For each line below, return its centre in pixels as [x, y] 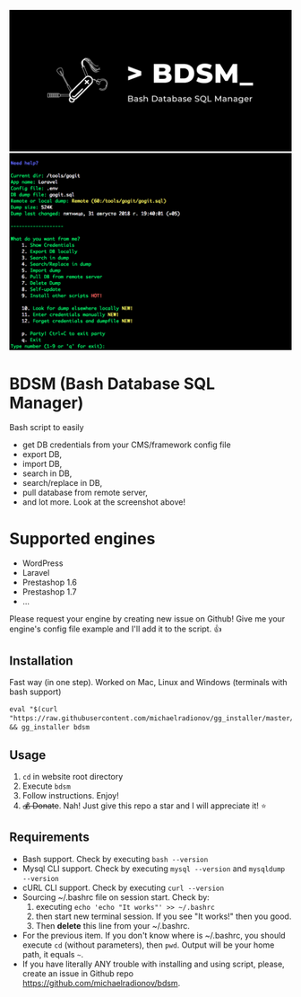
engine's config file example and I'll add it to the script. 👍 [116, 629]
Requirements [49, 838]
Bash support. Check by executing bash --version [115, 859]
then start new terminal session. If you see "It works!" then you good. [163, 916]
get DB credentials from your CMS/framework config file [126, 445]
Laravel [36, 573]
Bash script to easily [47, 428]
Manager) [47, 403]
